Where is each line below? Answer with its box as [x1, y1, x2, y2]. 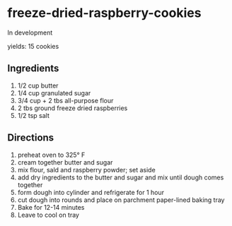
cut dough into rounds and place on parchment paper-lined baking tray [17, 196, 225, 204]
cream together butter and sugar [17, 157, 113, 167]
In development [7, 28, 53, 37]
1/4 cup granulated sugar [17, 88, 91, 97]
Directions [7, 132, 54, 144]
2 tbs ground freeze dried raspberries [17, 104, 128, 112]
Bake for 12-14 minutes [17, 203, 85, 211]
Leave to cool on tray [17, 210, 80, 219]
